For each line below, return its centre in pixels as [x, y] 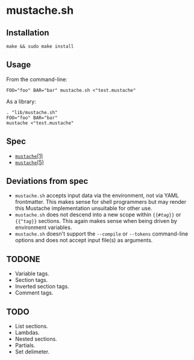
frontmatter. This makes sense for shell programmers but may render [101, 202]
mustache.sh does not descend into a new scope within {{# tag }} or [98, 215]
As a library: [21, 101]
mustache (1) [29, 156]
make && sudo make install [40, 46]
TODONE [23, 259]
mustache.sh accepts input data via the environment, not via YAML [97, 195]
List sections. [31, 326]
